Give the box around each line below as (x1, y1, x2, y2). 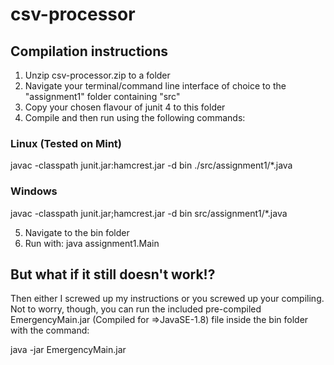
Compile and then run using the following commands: (24, 112, 246, 123)
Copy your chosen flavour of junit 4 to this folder (24, 101, 226, 113)
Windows (10, 184, 58, 198)
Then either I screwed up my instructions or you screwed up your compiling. (10, 293, 325, 305)
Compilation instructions (10, 43, 168, 60)
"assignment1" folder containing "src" (24, 91, 181, 102)
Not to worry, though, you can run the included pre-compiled (10, 303, 262, 315)
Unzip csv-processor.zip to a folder (24, 69, 171, 81)
